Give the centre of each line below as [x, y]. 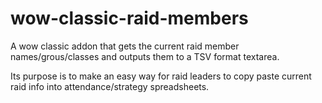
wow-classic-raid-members [129, 18]
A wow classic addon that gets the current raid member [125, 46]
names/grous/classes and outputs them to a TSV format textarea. [145, 56]
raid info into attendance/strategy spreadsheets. [110, 86]
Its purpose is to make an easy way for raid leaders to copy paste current [161, 76]
